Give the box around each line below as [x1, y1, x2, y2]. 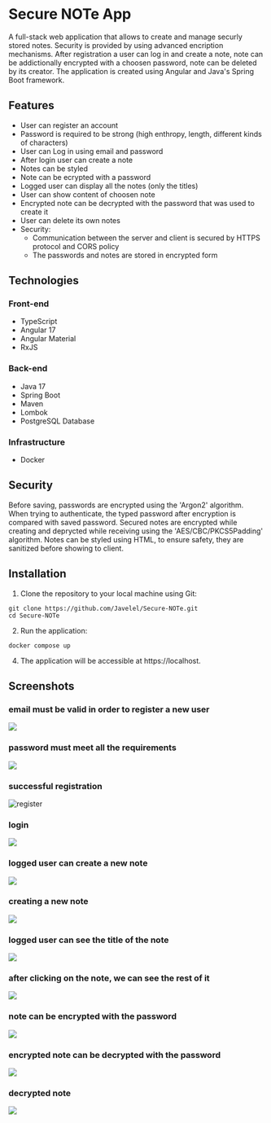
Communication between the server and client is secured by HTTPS [32, 233, 260, 243]
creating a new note [8, 896, 89, 907]
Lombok [20, 407, 49, 417]
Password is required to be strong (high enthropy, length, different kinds [20, 129, 262, 138]
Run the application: [20, 625, 88, 635]
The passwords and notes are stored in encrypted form [32, 250, 218, 260]
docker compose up [8, 641, 71, 650]
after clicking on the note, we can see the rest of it [8, 972, 210, 984]
